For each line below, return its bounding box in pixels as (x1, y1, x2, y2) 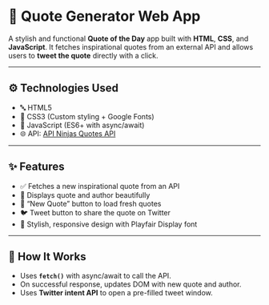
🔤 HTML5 (19, 102, 52, 112)
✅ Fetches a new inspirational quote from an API (19, 181, 180, 191)
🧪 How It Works (8, 250, 86, 263)
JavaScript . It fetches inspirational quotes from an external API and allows (8, 42, 254, 51)
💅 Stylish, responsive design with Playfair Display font (19, 219, 198, 229)
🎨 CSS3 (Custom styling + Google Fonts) (19, 111, 155, 121)
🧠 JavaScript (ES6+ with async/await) (19, 120, 145, 130)
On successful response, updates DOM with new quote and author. (19, 279, 242, 289)
